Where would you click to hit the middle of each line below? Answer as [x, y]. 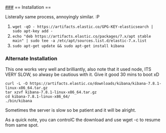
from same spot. [22, 125]
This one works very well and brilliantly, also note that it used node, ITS [78, 69]
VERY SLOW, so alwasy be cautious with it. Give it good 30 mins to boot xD [82, 74]
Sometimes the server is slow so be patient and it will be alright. [71, 110]
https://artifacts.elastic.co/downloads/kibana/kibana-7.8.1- [96, 84]
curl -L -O [16, 84]
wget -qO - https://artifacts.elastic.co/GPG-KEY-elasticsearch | [83, 27]
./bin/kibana [19, 101]
